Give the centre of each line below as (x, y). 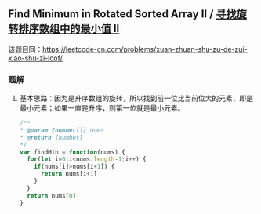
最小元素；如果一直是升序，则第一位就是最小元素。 (102, 108)
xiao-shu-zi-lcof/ (35, 58)
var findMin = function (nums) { (72, 152)
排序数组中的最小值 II (69, 29)
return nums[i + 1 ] (69, 174)
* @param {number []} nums (62, 130)
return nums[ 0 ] (52, 196)
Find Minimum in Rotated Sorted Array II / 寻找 (122, 14)
